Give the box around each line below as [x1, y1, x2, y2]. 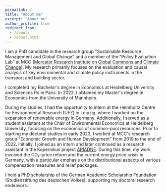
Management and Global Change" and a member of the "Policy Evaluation [5, 53, 156, 59]
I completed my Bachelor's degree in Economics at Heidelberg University [5, 84, 155, 90]
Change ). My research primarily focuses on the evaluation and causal [5, 64, 147, 70]
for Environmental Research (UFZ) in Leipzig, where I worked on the [5, 109, 144, 115]
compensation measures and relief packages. [5, 162, 99, 168]
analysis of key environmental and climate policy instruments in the [5, 69, 142, 75]
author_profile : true [5, 21, 50, 26]
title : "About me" [5, 12, 43, 17]
